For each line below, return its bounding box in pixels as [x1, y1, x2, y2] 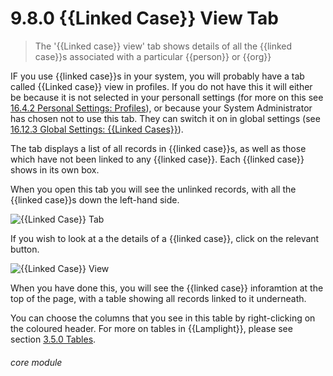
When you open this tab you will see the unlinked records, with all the [10, 183, 297, 195]
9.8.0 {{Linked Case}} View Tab [10, 7, 279, 30]
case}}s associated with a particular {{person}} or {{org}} [34, 50, 272, 62]
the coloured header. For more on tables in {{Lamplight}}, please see [10, 322, 293, 334]
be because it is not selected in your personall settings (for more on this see [10, 91, 324, 103]
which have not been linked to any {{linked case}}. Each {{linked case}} [10, 153, 305, 165]
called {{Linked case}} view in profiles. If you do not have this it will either [10, 80, 313, 92]
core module [10, 356, 63, 368]
